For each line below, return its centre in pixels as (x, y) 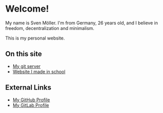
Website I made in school (39, 71)
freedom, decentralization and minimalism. (50, 28)
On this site (24, 54)
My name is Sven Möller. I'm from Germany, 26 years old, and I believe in (82, 23)
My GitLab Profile (31, 105)
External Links (28, 87)
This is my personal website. (35, 38)
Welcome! (27, 9)
